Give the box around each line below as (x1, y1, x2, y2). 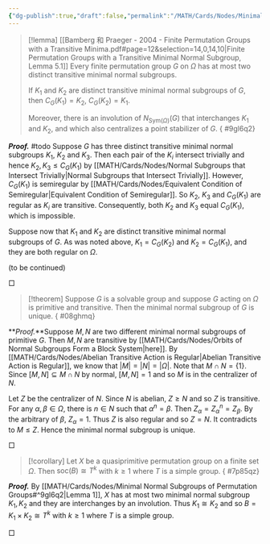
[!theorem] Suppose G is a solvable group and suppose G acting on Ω (27, 294, 259, 304)
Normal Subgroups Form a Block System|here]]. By (8, 344, 178, 354)
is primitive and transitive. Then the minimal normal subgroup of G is (27, 303, 255, 313)
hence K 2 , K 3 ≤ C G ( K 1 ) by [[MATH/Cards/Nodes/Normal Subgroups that (8, 160, 246, 172)
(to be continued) (8, 263, 66, 272)
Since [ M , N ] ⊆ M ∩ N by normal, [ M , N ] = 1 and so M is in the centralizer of (8, 370, 258, 380)
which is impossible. (8, 210, 76, 220)
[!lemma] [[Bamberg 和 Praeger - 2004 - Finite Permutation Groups (27, 35, 251, 44)
